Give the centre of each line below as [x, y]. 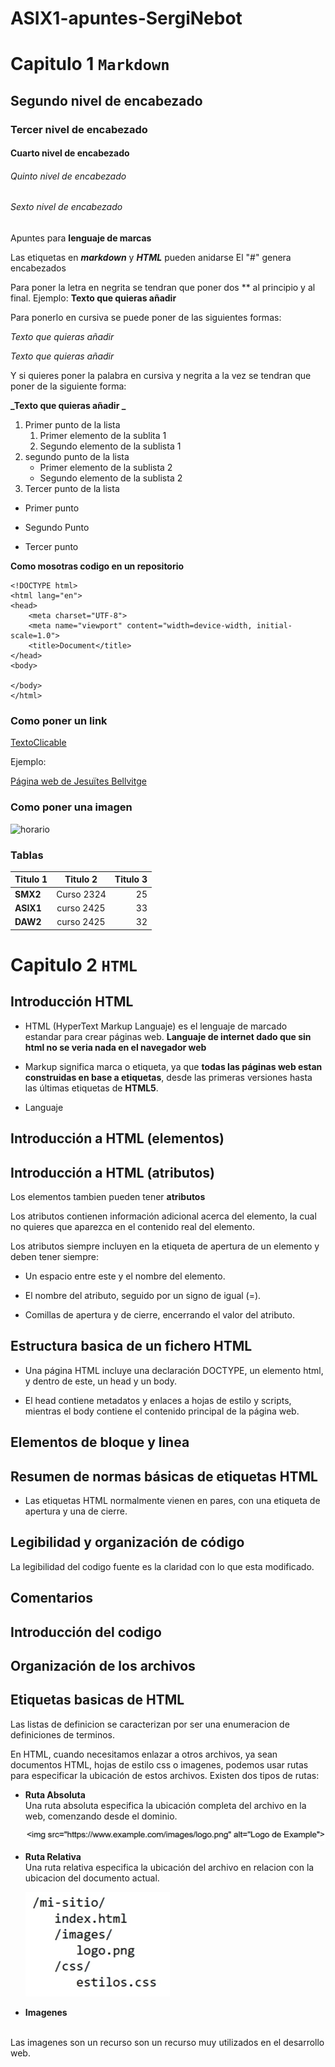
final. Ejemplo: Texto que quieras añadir [93, 298]
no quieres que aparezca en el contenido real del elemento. [132, 1226]
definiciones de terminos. [63, 1734]
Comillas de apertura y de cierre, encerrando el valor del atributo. [159, 1314]
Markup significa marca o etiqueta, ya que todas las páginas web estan [173, 1066]
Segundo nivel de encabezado [106, 100]
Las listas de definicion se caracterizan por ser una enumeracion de [150, 1724]
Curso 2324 [81, 894]
